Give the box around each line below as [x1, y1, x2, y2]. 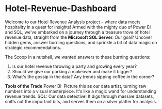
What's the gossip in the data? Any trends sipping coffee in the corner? [12, 74, 155, 79]
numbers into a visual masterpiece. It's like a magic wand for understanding [5, 88, 157, 94]
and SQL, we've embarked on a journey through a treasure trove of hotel [5, 29, 150, 35]
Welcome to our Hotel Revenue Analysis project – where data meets [5, 19, 141, 25]
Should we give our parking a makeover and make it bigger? [12, 68, 132, 74]
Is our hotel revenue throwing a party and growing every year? [12, 63, 137, 69]
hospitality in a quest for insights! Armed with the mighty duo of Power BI [5, 24, 151, 30]
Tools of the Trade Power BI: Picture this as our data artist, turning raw [5, 83, 146, 89]
